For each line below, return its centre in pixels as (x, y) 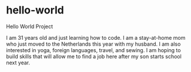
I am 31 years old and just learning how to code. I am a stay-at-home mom (96, 37)
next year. (18, 63)
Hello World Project (30, 26)
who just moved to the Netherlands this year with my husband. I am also (93, 44)
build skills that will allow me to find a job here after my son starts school (94, 56)
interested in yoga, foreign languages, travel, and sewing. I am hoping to (93, 50)
